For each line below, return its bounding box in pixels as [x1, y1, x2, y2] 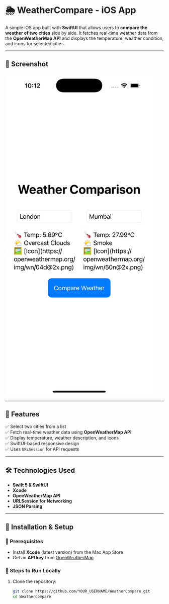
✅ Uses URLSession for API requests [5, 446, 79, 452]
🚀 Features [5, 410, 40, 418]
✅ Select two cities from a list [5, 423, 66, 429]
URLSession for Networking [12, 498, 72, 504]
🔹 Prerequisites [5, 538, 44, 545]
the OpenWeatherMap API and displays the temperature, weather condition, [5, 35, 164, 41]
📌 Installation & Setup [5, 523, 74, 531]
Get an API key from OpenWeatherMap [12, 555, 94, 561]
